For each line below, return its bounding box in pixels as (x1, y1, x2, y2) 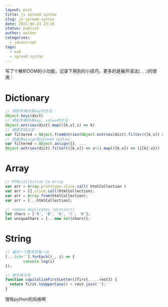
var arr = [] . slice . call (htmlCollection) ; (5, 188, 95, 193)
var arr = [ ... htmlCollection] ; (5, 198, 72, 203)
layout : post (5, 7, 32, 12)
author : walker (5, 30, 37, 35)
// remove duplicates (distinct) (5, 207, 75, 212)
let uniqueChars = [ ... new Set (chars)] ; (5, 216, 91, 221)
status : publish (5, 26, 39, 31)
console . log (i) (23, 258, 55, 264)
